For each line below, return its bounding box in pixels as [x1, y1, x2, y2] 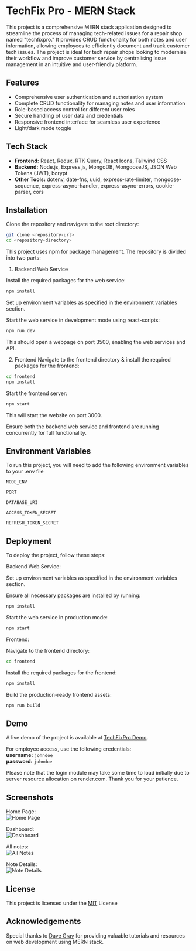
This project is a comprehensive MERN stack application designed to [6, 23, 172, 30]
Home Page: [6, 808, 36, 815]
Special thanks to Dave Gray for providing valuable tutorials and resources [6, 932, 185, 939]
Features [6, 78, 39, 88]
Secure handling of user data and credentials [14, 112, 123, 119]
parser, [14, 188, 32, 195]
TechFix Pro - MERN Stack [6, 4, 136, 18]
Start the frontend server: [6, 390, 67, 397]
